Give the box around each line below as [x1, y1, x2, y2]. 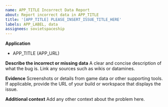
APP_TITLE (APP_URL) [12, 50, 60, 57]
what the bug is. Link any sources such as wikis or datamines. [5, 66, 135, 72]
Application [5, 40, 31, 46]
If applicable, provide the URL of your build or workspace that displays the [5, 81, 161, 87]
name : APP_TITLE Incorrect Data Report [5, 7, 90, 13]
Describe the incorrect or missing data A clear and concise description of [5, 60, 162, 66]
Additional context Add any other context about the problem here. [5, 96, 145, 102]
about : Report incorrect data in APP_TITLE [5, 12, 99, 17]
